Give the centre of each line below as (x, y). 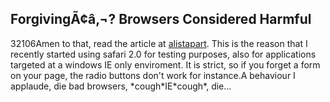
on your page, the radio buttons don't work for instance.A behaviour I (153, 75)
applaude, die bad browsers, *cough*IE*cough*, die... (121, 86)
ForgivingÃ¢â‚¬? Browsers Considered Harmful (161, 19)
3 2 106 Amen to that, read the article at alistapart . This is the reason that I (159, 43)
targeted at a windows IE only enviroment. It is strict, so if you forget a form (165, 64)
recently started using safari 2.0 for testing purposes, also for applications (163, 54)
